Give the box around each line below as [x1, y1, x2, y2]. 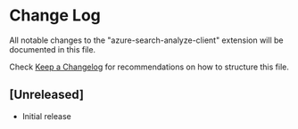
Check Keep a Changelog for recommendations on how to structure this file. [9, 61, 290, 72]
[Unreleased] [9, 87, 85, 102]
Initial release [21, 110, 71, 121]
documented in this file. [9, 44, 96, 54]
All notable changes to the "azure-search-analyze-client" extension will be [9, 35, 284, 45]
